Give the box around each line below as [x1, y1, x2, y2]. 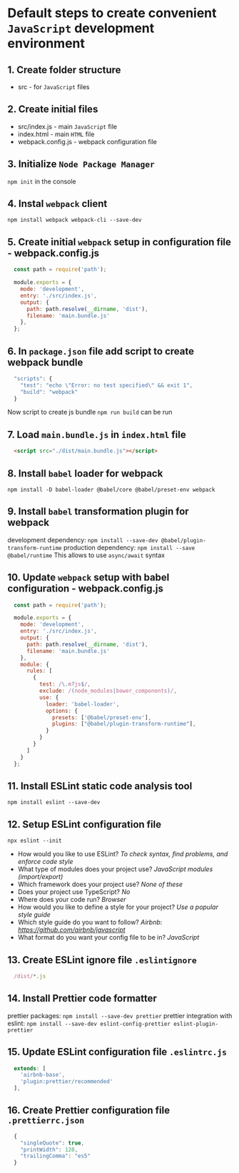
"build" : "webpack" [20, 388, 78, 395]
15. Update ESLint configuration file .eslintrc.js [7, 1046, 227, 1058]
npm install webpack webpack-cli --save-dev [7, 216, 142, 224]
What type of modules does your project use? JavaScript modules [17, 865, 213, 873]
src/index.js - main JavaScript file [17, 122, 118, 131]
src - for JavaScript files [17, 83, 90, 91]
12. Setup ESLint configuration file [7, 818, 162, 831]
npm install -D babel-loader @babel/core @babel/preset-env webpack [7, 486, 215, 493]
